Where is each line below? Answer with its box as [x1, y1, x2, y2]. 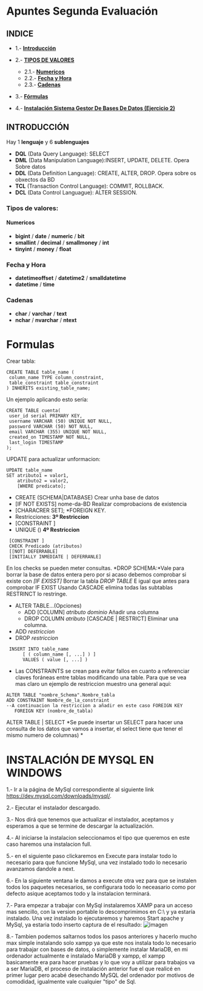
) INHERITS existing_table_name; [6, 385, 91, 391]
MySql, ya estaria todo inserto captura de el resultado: [6, 921, 142, 928]
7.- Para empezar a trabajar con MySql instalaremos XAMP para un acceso [6, 902, 193, 909]
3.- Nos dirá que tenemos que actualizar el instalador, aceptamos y [6, 816, 174, 823]
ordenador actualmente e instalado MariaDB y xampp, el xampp [6, 952, 165, 959]
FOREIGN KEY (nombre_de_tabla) [14, 708, 94, 715]
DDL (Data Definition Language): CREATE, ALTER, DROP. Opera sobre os [15, 169, 197, 177]
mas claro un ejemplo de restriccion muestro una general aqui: [15, 681, 171, 688]
